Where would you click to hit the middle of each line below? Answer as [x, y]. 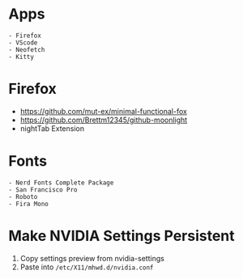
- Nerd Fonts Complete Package [61, 183]
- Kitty [21, 57]
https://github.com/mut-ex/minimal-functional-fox [104, 111]
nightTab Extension [52, 128]
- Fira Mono [28, 204]
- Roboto [23, 197]
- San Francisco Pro [43, 190]
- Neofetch [27, 49]
